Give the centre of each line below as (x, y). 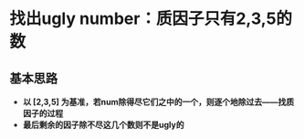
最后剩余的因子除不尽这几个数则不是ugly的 (103, 125)
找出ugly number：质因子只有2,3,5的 (151, 19)
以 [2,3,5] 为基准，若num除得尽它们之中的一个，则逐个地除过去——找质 (158, 102)
